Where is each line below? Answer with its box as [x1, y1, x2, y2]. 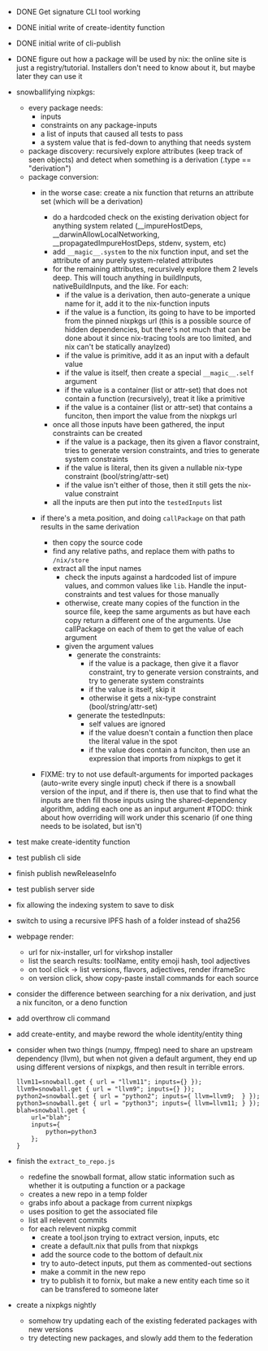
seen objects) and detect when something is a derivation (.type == [28, 155, 252, 164]
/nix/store [52, 556, 89, 564]
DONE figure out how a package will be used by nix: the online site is [15, 54, 247, 63]
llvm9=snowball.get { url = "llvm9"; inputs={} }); [15, 1085, 195, 1093]
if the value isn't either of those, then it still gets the [64, 480, 237, 490]
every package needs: [28, 103, 103, 112]
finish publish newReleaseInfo [15, 869, 117, 878]
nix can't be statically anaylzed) [64, 342, 171, 351]
